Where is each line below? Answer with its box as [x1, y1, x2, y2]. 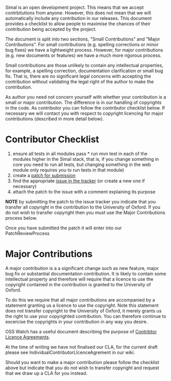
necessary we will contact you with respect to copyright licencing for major [5, 110, 164, 116]
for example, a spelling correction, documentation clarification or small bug [5, 68, 163, 74]
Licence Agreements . [5, 334, 51, 340]
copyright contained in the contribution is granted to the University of [5, 281, 151, 287]
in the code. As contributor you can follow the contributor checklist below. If [5, 105, 165, 111]
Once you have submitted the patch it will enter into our [5, 225, 122, 231]
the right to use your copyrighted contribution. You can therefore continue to [5, 313, 166, 319]
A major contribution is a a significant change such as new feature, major [5, 265, 159, 271]
